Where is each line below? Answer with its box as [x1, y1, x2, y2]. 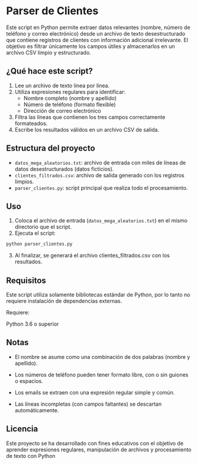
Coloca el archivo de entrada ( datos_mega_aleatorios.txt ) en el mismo [14, 217, 188, 224]
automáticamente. [14, 406, 59, 413]
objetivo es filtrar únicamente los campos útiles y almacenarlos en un [6, 43, 175, 50]
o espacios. [14, 377, 43, 384]
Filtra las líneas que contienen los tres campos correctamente [14, 113, 166, 120]
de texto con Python [6, 452, 56, 459]
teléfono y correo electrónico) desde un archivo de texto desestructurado [6, 30, 186, 37]
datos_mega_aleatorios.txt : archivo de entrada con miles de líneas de [14, 159, 186, 166]
